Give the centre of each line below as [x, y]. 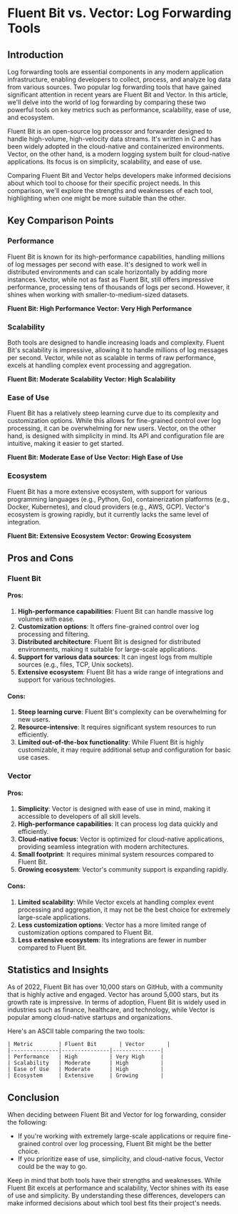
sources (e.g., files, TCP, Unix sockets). [76, 665]
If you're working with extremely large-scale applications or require [117, 1136]
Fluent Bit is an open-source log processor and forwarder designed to [110, 131]
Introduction [36, 55]
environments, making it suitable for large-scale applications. [107, 650]
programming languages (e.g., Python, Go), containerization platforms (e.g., [119, 499]
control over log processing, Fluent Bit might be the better [127, 1144]
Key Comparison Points [61, 220]
